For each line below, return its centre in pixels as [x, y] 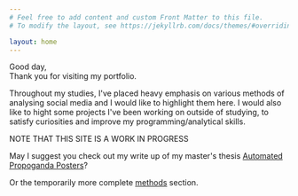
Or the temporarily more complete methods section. [104, 183]
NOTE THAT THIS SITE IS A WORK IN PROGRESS [99, 139]
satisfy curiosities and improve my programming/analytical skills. [127, 122]
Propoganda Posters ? [49, 166]
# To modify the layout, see [63, 26]
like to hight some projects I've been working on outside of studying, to [139, 113]
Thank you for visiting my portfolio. [73, 76]
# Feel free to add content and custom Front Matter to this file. [137, 17]
